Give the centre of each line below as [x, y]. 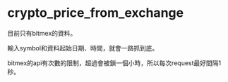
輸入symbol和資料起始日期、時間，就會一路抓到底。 [83, 48]
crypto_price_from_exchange [96, 13]
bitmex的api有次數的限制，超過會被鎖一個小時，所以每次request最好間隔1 [114, 63]
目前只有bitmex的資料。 [42, 33]
